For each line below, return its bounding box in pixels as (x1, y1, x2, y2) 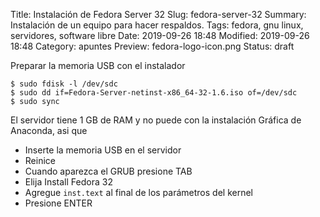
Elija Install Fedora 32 (24, 176, 113, 188)
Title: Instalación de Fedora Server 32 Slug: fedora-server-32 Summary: (10, 9, 307, 20)
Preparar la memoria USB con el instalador (10, 60, 186, 71)
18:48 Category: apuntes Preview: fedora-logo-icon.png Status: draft (10, 40, 295, 52)
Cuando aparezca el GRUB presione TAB (24, 165, 193, 177)
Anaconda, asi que (10, 125, 88, 136)
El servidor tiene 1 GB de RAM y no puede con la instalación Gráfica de (10, 114, 302, 126)
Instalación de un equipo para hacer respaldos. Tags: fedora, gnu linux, (10, 19, 304, 31)
